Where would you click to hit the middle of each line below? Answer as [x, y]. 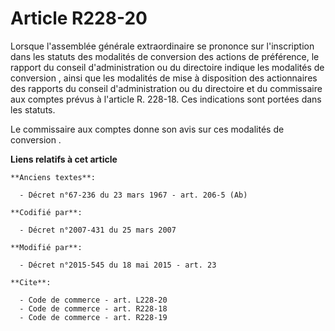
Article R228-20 [79, 18]
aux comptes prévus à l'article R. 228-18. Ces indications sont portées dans [166, 99]
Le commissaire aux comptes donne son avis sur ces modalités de [147, 129]
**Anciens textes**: [53, 177]
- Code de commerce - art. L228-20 [93, 300]
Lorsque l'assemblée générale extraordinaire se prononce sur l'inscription [162, 46]
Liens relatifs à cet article [64, 159]
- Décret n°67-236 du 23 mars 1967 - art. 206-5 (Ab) [133, 195]
